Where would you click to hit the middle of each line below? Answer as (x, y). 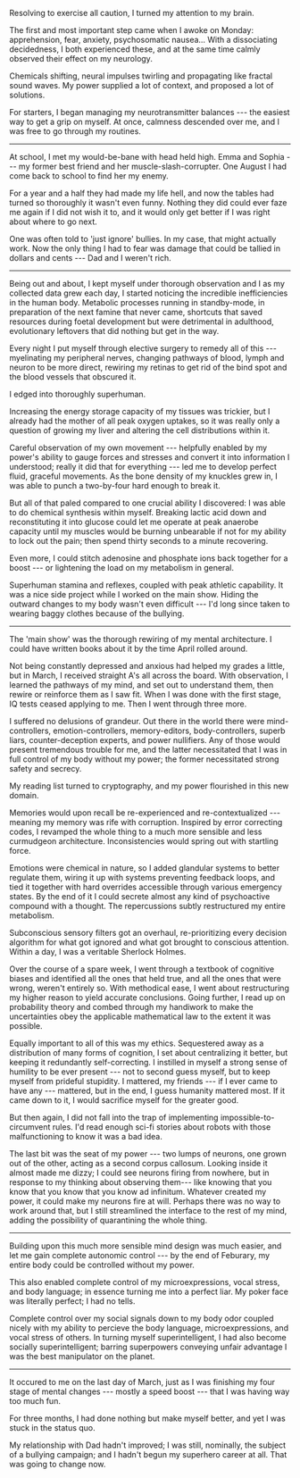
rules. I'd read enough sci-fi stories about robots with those (162, 1127)
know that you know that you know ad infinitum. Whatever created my (138, 1192)
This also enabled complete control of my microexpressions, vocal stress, (145, 1282)
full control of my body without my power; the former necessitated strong (144, 759)
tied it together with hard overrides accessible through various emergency (146, 887)
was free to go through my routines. (75, 131)
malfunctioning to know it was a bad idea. (86, 1136)
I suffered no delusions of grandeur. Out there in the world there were (137, 721)
